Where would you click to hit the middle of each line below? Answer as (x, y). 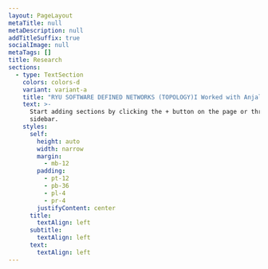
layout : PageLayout (41, 16)
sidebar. (44, 119)
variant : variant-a (55, 90)
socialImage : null (39, 45)
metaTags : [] (30, 53)
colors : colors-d (51, 82)
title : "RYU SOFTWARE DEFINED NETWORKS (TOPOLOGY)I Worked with (132, 97)
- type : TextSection (49, 75)
